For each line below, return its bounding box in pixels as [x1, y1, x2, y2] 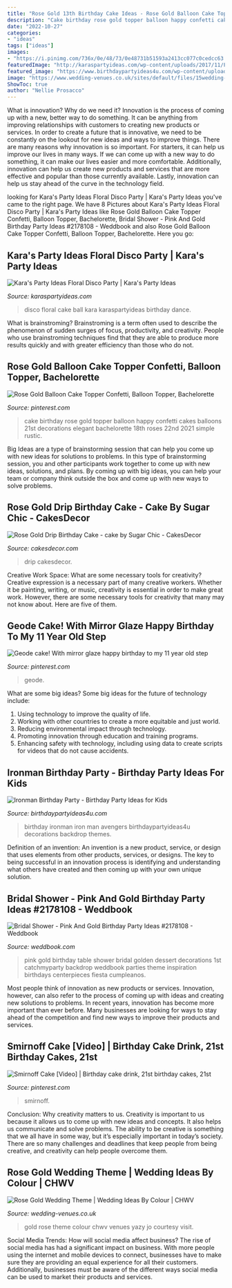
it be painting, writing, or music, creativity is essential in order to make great [7, 585, 223, 594]
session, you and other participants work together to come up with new [7, 459, 211, 468]
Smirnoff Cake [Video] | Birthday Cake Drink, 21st [7, 1041, 224, 1052]
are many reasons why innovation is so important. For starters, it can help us [7, 143, 225, 151]
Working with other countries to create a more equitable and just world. [17, 718, 221, 726]
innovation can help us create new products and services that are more [7, 165, 210, 173]
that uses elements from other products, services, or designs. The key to [7, 851, 215, 859]
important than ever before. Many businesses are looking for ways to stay [7, 1006, 217, 1014]
